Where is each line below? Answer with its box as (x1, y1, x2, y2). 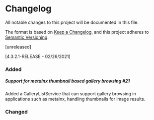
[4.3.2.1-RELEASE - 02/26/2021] (5, 53, 71, 60)
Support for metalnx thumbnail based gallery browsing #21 (5, 78, 130, 84)
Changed (5, 108, 28, 115)
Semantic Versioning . (5, 34, 49, 40)
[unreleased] (5, 44, 31, 50)
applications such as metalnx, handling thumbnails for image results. (5, 96, 146, 102)
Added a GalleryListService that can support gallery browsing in (5, 90, 137, 97)
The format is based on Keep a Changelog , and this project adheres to (5, 29, 149, 35)
